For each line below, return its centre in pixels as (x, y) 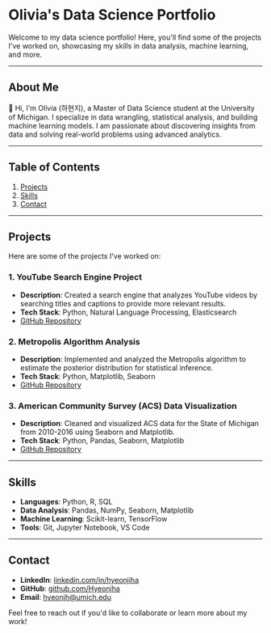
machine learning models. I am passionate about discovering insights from (132, 125)
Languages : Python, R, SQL (66, 502)
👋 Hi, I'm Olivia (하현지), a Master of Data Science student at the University (132, 108)
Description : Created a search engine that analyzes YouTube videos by (139, 295)
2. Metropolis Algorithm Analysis (74, 341)
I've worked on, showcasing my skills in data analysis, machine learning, (129, 45)
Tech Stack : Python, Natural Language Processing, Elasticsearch (128, 312)
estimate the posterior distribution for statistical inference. (117, 367)
